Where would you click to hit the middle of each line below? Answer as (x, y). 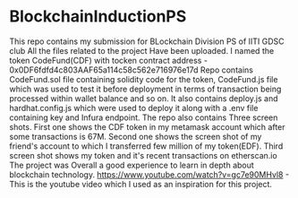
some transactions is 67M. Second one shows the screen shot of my (136, 136)
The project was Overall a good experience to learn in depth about (132, 165)
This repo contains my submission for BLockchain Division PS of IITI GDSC (147, 41)
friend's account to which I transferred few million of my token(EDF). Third (146, 146)
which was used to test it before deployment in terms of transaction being (145, 89)
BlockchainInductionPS (98, 17)
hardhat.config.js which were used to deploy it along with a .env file (134, 108)
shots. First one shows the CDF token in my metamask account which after (147, 126)
